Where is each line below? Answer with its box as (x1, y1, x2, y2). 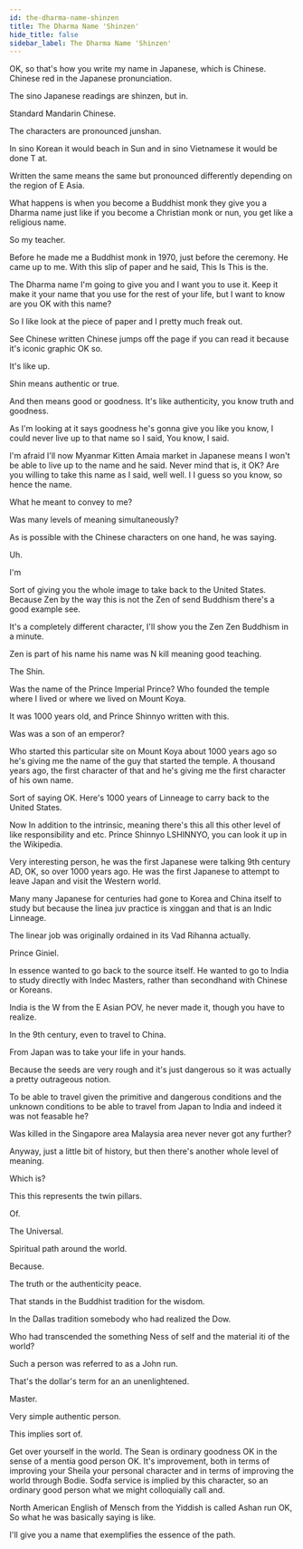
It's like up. (9, 361, 51, 372)
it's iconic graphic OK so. (9, 344, 103, 354)
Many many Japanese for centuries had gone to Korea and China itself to (9, 894, 282, 905)
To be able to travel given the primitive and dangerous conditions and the (9, 1091, 282, 1102)
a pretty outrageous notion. (9, 1074, 111, 1085)
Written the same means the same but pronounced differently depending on (9, 170, 292, 181)
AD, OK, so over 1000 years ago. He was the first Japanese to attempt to (9, 866, 280, 877)
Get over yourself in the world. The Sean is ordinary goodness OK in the (9, 1447, 278, 1457)
